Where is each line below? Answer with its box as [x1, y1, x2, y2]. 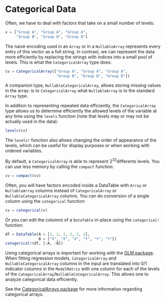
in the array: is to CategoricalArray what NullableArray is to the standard [5, 88, 155, 94]
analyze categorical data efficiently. [5, 277, 79, 283]
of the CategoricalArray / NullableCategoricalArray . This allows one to [5, 271, 149, 277]
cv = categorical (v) [5, 208, 48, 213]
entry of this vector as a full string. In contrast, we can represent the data [5, 48, 155, 54]
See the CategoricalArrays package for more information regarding [5, 286, 143, 292]
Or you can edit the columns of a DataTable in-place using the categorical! [5, 217, 160, 223]
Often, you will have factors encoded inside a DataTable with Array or [5, 182, 147, 188]
